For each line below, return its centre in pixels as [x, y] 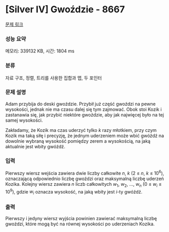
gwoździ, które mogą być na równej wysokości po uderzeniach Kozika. [80, 224]
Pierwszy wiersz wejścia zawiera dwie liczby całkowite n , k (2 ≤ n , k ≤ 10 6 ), [85, 173]
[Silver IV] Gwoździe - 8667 [65, 9]
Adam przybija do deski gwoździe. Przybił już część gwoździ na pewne [81, 104]
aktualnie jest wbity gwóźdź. [35, 146]
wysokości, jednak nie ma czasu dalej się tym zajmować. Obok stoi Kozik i [84, 109]
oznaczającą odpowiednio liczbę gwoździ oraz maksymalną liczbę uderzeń [85, 179]
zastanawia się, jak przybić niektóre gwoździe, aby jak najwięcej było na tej [85, 114]
